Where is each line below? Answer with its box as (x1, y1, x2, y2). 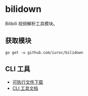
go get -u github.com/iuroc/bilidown (5, 50, 84, 55)
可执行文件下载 (12, 79, 43, 85)
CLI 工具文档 (12, 85, 38, 91)
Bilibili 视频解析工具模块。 (5, 20, 58, 26)
